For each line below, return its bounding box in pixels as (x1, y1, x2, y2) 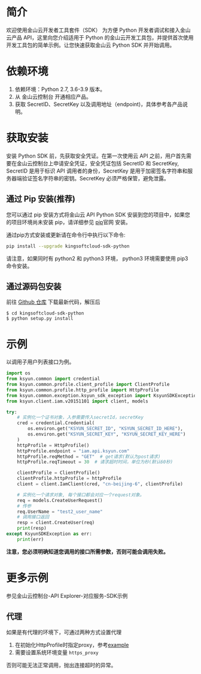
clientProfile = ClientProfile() (17, 470, 100, 476)
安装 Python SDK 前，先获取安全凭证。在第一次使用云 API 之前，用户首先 (6, 152, 187, 159)
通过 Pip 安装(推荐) (6, 194, 76, 204)
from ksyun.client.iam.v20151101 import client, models (6, 398, 148, 404)
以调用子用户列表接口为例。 (6, 358, 75, 365)
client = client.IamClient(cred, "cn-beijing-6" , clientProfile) (17, 481, 184, 487)
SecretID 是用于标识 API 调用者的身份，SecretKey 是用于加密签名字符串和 (6, 167, 188, 174)
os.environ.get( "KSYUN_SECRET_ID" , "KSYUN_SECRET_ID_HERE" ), (28, 426, 184, 432)
